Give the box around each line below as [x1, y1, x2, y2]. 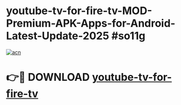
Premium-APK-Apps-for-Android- [6, 17, 176, 30]
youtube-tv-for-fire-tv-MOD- [6, 4, 152, 18]
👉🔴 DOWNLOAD [6, 71, 90, 84]
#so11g [111, 29, 146, 42]
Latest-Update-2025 [6, 29, 110, 42]
